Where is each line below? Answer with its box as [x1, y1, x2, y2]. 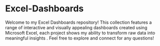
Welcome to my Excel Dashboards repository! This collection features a [5, 19, 152, 25]
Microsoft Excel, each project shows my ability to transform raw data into [5, 30, 156, 36]
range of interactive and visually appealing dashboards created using [5, 24, 148, 30]
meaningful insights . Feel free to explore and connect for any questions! [5, 35, 155, 41]
